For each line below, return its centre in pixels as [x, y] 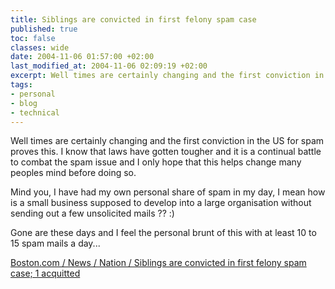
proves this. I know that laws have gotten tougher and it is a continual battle [166, 152]
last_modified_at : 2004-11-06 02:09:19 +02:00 [109, 66]
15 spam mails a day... [55, 243]
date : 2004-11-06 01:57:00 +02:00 [82, 57]
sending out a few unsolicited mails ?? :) [92, 213]
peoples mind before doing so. [73, 173]
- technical [35, 112]
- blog [24, 103]
